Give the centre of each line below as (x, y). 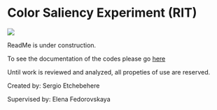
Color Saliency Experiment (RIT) (102, 13)
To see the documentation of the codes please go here (86, 58)
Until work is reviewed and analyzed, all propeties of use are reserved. (109, 72)
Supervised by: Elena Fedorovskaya (59, 99)
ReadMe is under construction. (52, 45)
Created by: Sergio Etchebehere (54, 86)
